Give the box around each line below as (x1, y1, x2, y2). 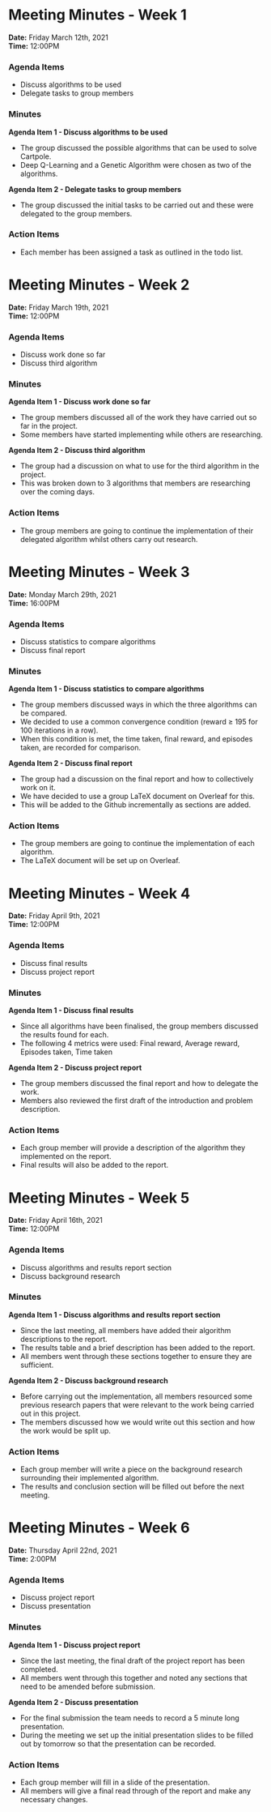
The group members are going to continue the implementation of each (19, 839, 255, 848)
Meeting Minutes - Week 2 (8, 276, 190, 294)
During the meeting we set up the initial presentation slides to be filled (19, 1730, 253, 1740)
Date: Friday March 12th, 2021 (8, 32, 109, 42)
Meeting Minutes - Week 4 (8, 884, 191, 903)
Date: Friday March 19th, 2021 (8, 302, 109, 312)
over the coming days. (19, 487, 95, 497)
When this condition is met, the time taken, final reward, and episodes (19, 734, 253, 744)
